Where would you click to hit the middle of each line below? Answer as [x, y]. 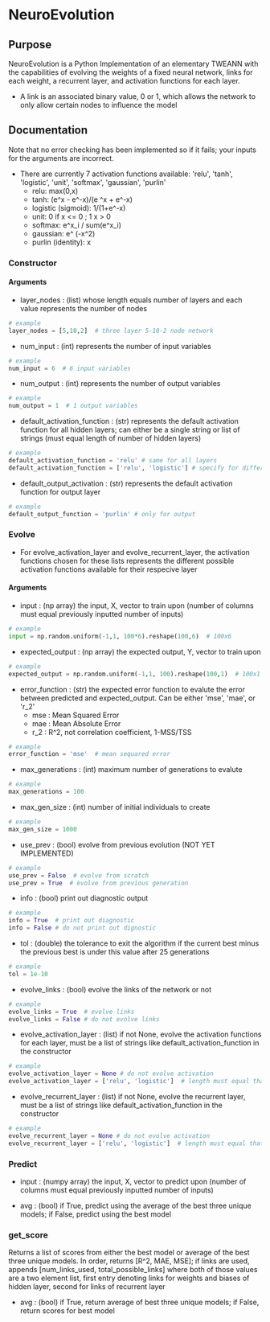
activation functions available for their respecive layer [109, 569]
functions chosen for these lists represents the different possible [127, 560]
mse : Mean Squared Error [76, 715]
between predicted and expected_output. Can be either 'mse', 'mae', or [137, 698]
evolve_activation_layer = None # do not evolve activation [111, 1074]
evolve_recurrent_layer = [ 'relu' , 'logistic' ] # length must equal [127, 1143]
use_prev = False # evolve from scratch [79, 875]
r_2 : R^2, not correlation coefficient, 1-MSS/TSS [112, 732]
